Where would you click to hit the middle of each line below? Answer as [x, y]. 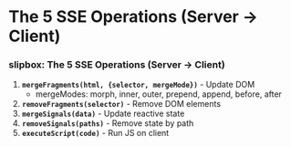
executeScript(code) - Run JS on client [95, 133]
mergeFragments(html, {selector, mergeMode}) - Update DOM [138, 85]
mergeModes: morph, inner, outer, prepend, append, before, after [158, 94]
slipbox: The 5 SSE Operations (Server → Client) [117, 65]
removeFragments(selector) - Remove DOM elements [121, 104]
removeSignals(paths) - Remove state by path [108, 123]
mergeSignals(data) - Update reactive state [103, 114]
